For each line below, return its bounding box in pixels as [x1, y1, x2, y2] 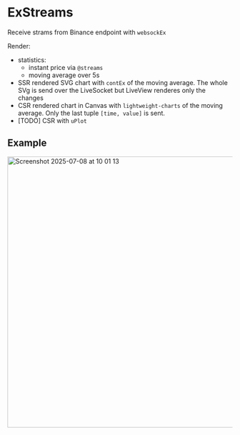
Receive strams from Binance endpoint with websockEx [7, 28, 166, 36]
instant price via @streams [28, 63, 104, 71]
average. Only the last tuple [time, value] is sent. [17, 109, 166, 117]
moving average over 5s [28, 71, 100, 79]
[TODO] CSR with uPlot [17, 116, 87, 125]
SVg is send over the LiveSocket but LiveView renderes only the [17, 86, 206, 94]
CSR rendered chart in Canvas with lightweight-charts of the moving [17, 101, 224, 109]
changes [17, 94, 44, 102]
